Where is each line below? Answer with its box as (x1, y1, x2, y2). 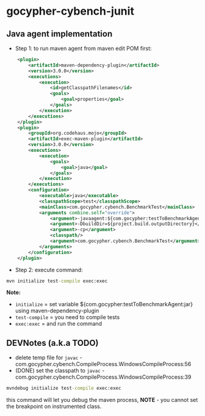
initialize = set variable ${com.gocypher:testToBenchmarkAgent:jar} (15, 301, 193, 308)
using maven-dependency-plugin (15, 307, 99, 315)
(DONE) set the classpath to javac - (15, 367, 105, 375)
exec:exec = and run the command (15, 320, 103, 328)
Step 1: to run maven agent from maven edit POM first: (15, 45, 152, 52)
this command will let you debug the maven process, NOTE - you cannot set (6, 396, 198, 404)
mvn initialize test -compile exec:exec (6, 278, 108, 284)
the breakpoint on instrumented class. (6, 403, 102, 410)
